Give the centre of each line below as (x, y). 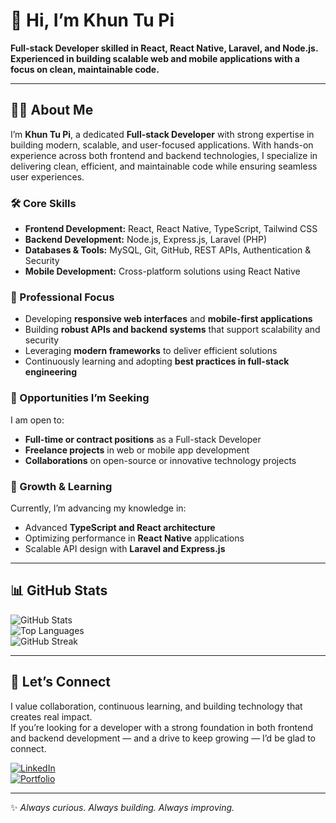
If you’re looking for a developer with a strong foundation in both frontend (162, 727)
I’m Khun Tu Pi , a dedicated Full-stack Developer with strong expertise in (162, 134)
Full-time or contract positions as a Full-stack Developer (143, 439)
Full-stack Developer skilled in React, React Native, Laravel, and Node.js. (164, 48)
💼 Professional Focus (62, 297)
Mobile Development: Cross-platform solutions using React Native (162, 271)
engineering (51, 372)
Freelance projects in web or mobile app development (137, 450)
